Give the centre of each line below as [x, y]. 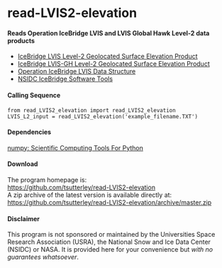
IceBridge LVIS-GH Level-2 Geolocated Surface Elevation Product [114, 64]
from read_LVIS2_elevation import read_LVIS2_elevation [91, 110]
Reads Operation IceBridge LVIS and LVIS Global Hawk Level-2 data [109, 33]
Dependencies [29, 132]
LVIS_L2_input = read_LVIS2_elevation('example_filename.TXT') [103, 116]
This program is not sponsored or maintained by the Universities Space [111, 235]
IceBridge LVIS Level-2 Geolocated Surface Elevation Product [107, 56]
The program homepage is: [47, 180]
